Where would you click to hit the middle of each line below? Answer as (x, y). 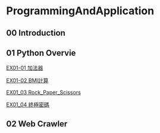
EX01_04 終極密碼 (28, 104)
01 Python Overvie (41, 53)
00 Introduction (36, 33)
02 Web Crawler (37, 124)
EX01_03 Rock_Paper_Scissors (44, 93)
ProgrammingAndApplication (80, 11)
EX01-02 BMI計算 (27, 81)
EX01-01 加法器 (25, 68)
